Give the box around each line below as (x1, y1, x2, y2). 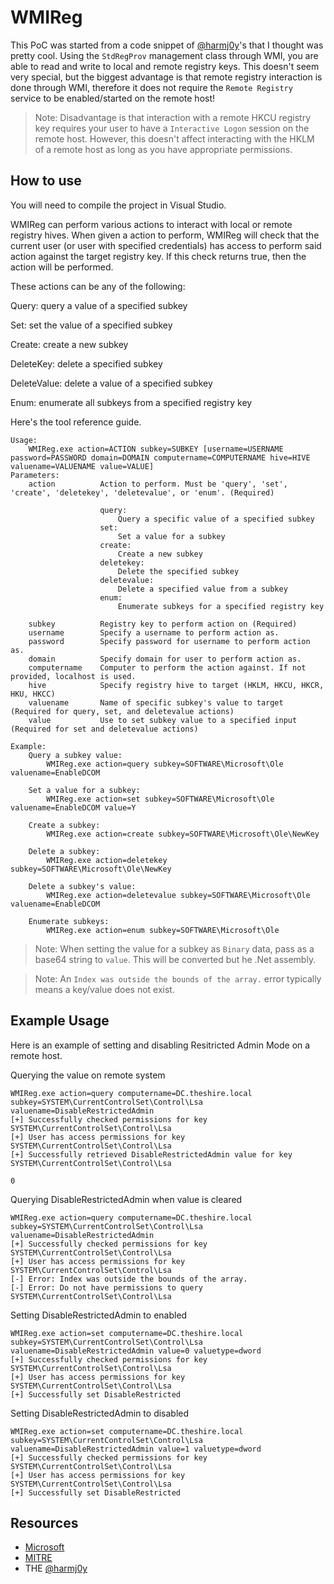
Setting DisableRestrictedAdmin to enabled (10, 1309, 188, 1321)
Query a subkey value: (28, 750, 123, 760)
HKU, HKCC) (10, 689, 56, 699)
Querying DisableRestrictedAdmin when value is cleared (10, 1193, 243, 1205)
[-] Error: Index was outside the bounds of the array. (10, 1274, 248, 1284)
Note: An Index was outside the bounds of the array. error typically (34, 972, 322, 985)
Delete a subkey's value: (28, 881, 137, 891)
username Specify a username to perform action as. (28, 627, 280, 638)
